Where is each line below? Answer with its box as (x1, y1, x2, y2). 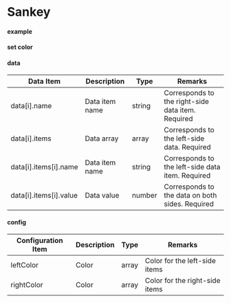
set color (7, 43, 33, 52)
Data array (85, 134, 119, 143)
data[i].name (10, 101, 52, 110)
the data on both (164, 190, 217, 200)
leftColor (10, 260, 39, 269)
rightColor (10, 280, 43, 289)
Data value (85, 190, 120, 200)
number (131, 190, 157, 200)
